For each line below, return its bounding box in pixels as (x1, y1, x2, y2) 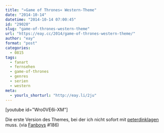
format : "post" (5, 41, 38, 46)
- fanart (10, 60, 29, 65)
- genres (10, 74, 29, 79)
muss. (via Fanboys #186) (5, 122, 60, 128)
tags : (5, 55, 17, 60)
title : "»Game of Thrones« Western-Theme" (5, 7, 97, 13)
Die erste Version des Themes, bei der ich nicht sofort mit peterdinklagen (5, 117, 159, 123)
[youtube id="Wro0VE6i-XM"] (5, 107, 68, 113)
